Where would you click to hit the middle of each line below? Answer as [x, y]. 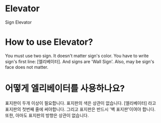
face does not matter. [27, 67]
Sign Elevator [18, 22]
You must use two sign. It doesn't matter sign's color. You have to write [77, 56]
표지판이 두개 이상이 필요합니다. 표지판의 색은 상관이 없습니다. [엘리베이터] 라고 [80, 103]
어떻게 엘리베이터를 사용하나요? [65, 89]
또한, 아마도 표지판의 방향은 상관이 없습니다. [47, 115]
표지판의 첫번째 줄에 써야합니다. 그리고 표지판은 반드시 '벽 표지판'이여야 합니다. [80, 109]
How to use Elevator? [49, 42]
